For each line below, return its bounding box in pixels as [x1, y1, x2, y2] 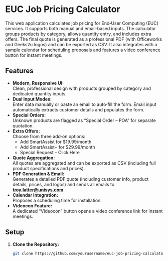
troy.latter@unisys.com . [12, 187, 65, 193]
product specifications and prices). [12, 165, 85, 171]
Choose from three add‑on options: [12, 133, 86, 139]
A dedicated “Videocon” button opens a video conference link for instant [12, 208, 163, 214]
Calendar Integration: [12, 192, 59, 198]
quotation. [12, 122, 34, 128]
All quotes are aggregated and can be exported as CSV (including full [12, 160, 156, 166]
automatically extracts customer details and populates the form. [12, 106, 144, 112]
